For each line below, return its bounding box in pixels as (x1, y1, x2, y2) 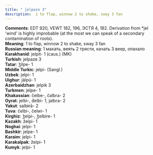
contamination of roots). (5, 35, 53, 41)
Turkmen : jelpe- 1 (5, 87, 41, 93)
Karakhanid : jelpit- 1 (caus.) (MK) (5, 51, 72, 57)
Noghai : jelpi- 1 (5, 123, 35, 129)
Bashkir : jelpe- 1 (5, 129, 38, 135)
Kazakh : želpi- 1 (5, 118, 38, 124)
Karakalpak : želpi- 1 (5, 139, 46, 145)
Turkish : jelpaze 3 (5, 56, 42, 62)
